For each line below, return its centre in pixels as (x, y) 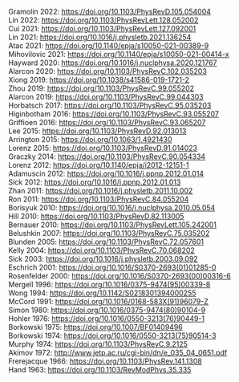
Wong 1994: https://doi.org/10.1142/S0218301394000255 (102, 293)
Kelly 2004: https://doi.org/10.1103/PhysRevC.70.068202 (101, 250)
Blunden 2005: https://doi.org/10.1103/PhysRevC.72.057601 (106, 242)
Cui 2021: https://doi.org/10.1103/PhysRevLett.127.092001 (102, 28)
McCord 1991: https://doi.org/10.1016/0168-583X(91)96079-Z (108, 301)
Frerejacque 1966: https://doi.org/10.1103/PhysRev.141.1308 (105, 361)
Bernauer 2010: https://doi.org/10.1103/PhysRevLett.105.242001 (113, 225)
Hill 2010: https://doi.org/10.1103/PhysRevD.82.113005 (96, 216)
